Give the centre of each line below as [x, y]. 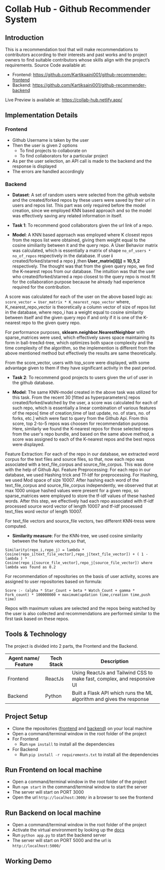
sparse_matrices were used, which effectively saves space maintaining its [80, 337]
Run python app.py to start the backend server [59, 835]
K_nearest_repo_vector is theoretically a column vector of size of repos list [80, 307]
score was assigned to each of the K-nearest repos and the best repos [83, 439]
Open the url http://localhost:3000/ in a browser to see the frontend [83, 797]
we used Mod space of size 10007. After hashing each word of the [72, 480]
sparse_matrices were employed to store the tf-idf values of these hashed [80, 496]
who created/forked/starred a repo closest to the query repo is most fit [84, 276]
